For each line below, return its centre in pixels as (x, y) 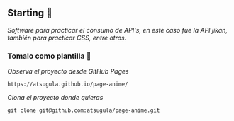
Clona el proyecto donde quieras (55, 98)
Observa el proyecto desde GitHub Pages (68, 71)
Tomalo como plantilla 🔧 (49, 56)
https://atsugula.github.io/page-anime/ (68, 85)
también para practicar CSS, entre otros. (67, 38)
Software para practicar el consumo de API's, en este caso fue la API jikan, (118, 30)
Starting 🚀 (30, 13)
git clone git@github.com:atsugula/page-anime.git (84, 110)
